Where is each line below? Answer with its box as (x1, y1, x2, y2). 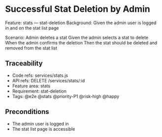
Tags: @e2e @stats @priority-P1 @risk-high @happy (12, 93, 120, 99)
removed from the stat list (5, 45, 58, 51)
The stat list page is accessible (12, 126, 75, 132)
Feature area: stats (12, 83, 51, 89)
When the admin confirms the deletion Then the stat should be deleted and (5, 39, 158, 45)
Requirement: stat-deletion (12, 88, 67, 94)
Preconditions (5, 107, 49, 116)
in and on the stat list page (5, 25, 59, 31)
